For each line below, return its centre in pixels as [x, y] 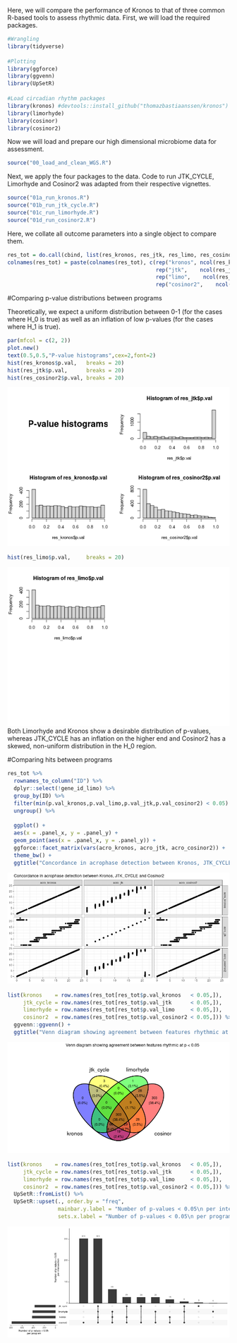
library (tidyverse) [36, 46]
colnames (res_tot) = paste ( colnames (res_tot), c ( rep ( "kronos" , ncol [110, 262]
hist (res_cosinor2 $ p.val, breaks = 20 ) [66, 378]
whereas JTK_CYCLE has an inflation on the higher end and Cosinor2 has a [116, 739]
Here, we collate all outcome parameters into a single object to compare [112, 233]
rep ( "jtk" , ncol [184, 270]
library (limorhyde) [36, 113]
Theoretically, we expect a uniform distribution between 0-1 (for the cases [115, 312]
